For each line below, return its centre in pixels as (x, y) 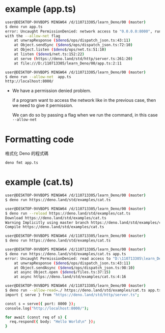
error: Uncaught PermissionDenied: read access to (58, 258)
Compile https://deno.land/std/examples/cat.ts (55, 227)
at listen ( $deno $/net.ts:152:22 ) (49, 54)
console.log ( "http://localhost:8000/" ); (47, 308)
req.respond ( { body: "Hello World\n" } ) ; (53, 322)
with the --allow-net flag (33, 36)
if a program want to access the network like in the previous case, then (84, 100)
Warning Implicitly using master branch (47, 222)
